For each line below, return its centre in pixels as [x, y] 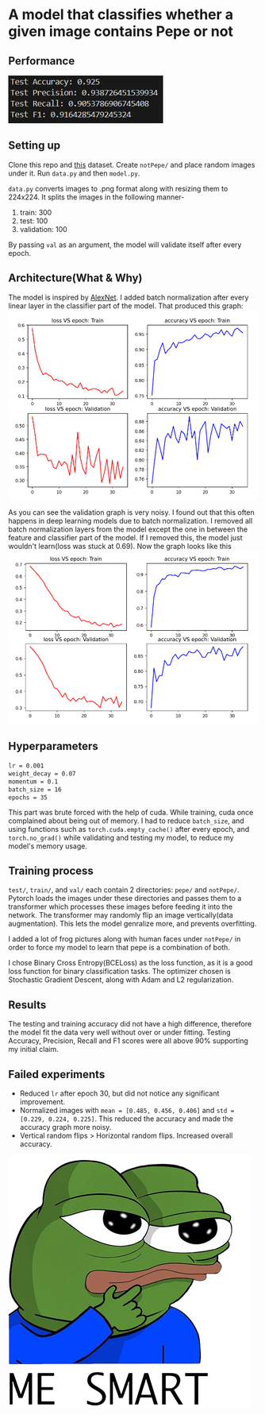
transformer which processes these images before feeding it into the [120, 907]
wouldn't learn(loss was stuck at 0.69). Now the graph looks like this [120, 546]
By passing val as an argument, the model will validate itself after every [125, 245]
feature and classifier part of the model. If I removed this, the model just [126, 537]
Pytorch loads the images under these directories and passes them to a [125, 899]
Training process [51, 870]
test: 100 [34, 221]
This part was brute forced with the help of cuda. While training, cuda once [131, 812]
